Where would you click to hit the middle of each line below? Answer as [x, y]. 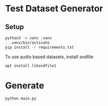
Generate [25, 86]
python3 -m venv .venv [28, 38]
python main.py [21, 99]
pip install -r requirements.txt [40, 47]
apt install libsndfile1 [31, 66]
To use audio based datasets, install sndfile [49, 57]
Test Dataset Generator [54, 9]
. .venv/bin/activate [27, 42]
